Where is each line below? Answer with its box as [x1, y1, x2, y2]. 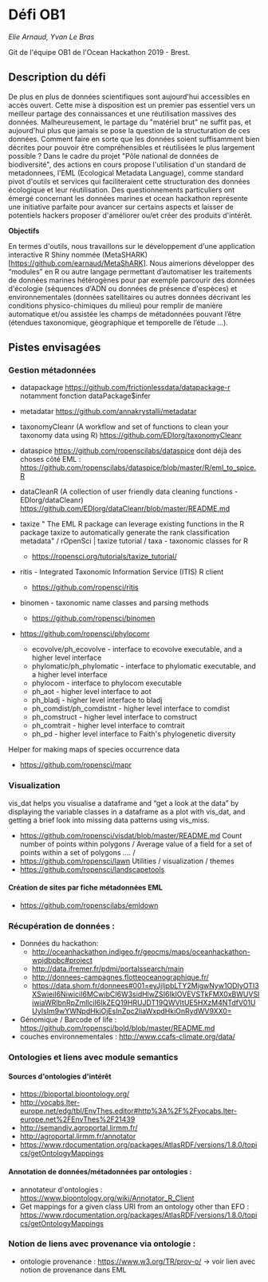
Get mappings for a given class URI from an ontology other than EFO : [19, 1201, 250, 1211]
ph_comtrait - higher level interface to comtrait [31, 720, 185, 731]
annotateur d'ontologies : [19, 1185, 103, 1194]
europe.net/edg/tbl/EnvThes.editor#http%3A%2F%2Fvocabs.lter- [19, 1106, 238, 1116]
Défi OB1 [8, 6, 66, 24]
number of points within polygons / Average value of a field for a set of [19, 839, 253, 849]
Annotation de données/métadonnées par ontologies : [8, 1166, 192, 1176]
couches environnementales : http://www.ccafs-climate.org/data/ [19, 1032, 235, 1042]
